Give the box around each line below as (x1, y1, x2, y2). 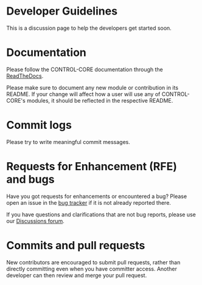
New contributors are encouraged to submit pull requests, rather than (6, 258, 181, 266)
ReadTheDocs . (6, 72, 44, 80)
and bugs (6, 173, 55, 186)
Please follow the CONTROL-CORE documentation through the (6, 66, 163, 73)
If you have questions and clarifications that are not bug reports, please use (6, 211, 196, 218)
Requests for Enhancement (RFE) (6, 160, 178, 173)
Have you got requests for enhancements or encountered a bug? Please (6, 193, 187, 200)
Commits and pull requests (6, 238, 145, 252)
